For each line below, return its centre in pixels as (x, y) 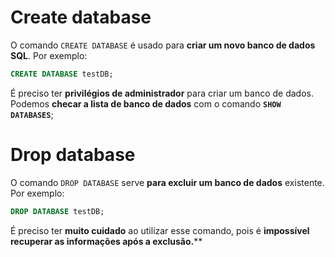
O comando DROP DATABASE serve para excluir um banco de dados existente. (167, 182)
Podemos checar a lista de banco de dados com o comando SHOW (146, 103)
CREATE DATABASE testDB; (62, 74)
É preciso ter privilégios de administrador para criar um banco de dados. (162, 93)
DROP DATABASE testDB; (57, 211)
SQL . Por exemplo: (49, 55)
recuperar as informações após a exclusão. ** (106, 241)
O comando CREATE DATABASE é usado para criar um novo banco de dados (163, 45)
